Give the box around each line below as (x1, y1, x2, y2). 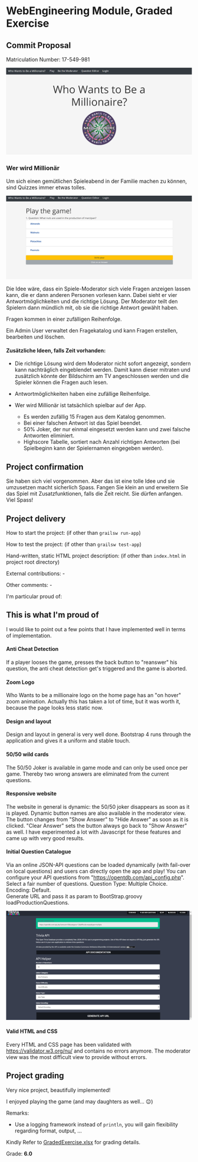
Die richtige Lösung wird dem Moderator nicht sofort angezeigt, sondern (14, 360, 192, 367)
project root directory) (6, 559, 60, 566)
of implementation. (6, 632, 52, 639)
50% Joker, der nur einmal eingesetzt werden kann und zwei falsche (23, 426, 190, 433)
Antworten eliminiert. (23, 432, 75, 439)
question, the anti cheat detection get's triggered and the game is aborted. (6, 665, 187, 672)
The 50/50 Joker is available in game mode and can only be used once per (6, 764, 188, 771)
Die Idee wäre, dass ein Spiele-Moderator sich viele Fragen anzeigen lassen (6, 285, 191, 292)
